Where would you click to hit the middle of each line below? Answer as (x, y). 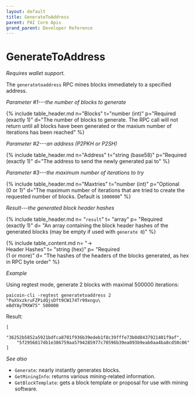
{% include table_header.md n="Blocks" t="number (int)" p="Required (91, 114)
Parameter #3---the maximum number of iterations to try (75, 173)
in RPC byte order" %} (33, 262)
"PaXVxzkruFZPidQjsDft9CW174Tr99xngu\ (53, 301)
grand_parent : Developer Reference (49, 28)
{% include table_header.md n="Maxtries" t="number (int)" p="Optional (93, 184)
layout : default (26, 11)
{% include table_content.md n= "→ (49, 243)
